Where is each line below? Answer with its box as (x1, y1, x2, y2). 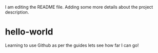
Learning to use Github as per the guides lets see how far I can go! (5, 42, 139, 48)
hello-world (5, 26, 54, 37)
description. (5, 9, 29, 15)
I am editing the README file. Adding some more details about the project (5, 4, 153, 10)
